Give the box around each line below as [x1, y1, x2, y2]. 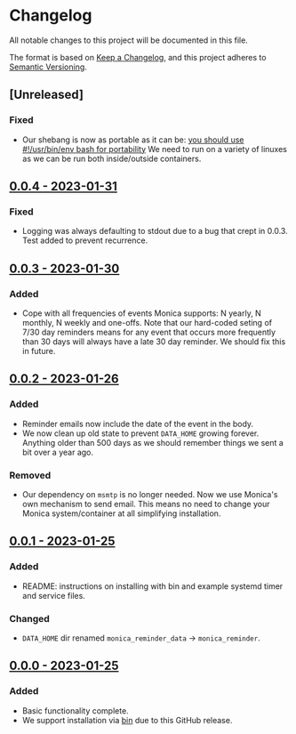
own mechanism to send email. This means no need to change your [21, 498, 270, 509]
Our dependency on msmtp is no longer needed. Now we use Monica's [21, 488, 278, 499]
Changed [9, 612, 51, 625]
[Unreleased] [9, 87, 84, 102]
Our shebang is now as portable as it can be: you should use [21, 134, 244, 145]
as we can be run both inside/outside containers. [21, 153, 202, 164]
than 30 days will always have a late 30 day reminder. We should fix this [21, 336, 286, 347]
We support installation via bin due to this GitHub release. [21, 714, 233, 725]
